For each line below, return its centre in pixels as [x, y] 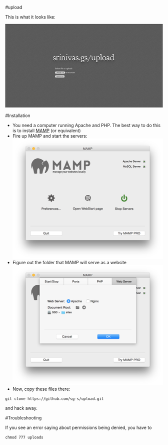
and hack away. [21, 408]
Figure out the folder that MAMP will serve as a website [69, 262]
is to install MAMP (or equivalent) [46, 131]
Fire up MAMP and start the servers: [50, 136]
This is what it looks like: [30, 17]
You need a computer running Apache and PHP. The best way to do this [86, 126]
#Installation [18, 116]
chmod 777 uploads [24, 437]
